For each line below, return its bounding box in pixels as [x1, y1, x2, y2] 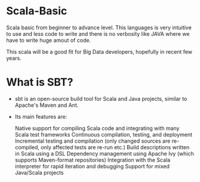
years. [6, 54, 22, 61]
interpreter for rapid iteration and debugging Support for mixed [14, 162, 170, 169]
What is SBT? [6, 76, 73, 89]
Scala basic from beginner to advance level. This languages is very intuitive [6, 24, 192, 31]
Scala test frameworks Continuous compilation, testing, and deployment [14, 131, 193, 138]
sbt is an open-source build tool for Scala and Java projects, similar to [14, 95, 187, 102]
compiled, [14, 143, 40, 150]
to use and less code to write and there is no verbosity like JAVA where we [6, 30, 190, 37]
